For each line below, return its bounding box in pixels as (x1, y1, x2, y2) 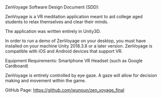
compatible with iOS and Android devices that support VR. (5, 49, 123, 54)
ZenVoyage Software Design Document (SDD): (5, 4, 100, 10)
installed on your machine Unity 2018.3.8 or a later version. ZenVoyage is (5, 43, 153, 49)
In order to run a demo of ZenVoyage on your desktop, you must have (5, 38, 146, 44)
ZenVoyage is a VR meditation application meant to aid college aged (5, 14, 143, 19)
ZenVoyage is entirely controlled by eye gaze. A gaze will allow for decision (5, 73, 157, 78)
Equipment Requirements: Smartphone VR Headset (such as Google (5, 58, 143, 63)
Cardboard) (5, 63, 28, 69)
